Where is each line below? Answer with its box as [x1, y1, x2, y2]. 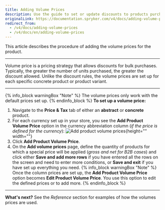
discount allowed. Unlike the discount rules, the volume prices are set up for [5, 73, 159, 79]
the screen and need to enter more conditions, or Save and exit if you [12, 159, 154, 165]
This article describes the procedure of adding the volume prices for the [5, 44, 151, 49]
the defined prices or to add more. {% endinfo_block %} [12, 180, 126, 186]
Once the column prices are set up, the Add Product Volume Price [12, 170, 147, 176]
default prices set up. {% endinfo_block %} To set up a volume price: [5, 98, 146, 104]
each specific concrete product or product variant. [5, 79, 108, 84]
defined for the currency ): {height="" [12, 128, 147, 134]
